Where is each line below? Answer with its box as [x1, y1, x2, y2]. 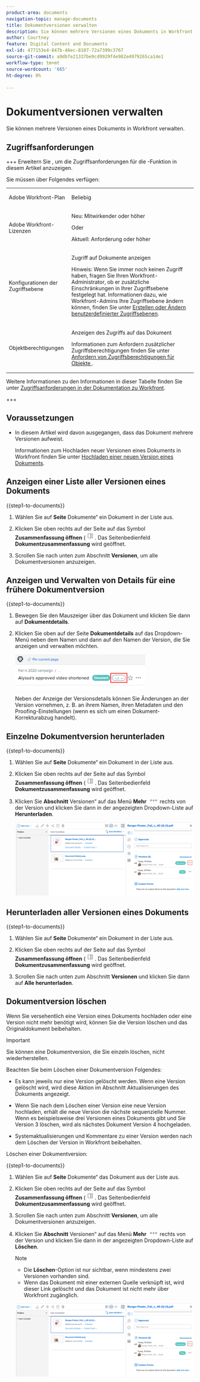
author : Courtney [6, 35, 49, 41]
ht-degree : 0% [6, 72, 42, 79]
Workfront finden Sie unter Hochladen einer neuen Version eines [14, 453, 174, 460]
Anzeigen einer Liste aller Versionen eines [6, 477, 166, 487]
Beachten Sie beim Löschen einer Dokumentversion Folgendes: [6, 1066, 162, 1073]
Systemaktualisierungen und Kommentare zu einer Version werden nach [14, 1132, 192, 1139]
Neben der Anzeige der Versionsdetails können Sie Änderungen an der [14, 695, 189, 702]
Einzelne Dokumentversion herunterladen [6, 731, 165, 742]
